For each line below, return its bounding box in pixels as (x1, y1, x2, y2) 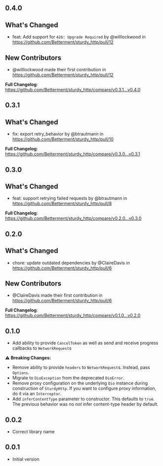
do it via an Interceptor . (12, 391, 62, 397)
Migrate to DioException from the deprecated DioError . (12, 375, 124, 381)
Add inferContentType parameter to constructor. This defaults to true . (12, 396, 155, 402)
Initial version (12, 456, 40, 462)
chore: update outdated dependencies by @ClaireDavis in (12, 260, 130, 266)
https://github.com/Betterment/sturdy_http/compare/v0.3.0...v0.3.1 (5, 151, 140, 157)
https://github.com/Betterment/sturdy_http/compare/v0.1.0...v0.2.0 (5, 313, 141, 319)
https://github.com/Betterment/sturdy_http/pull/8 (12, 200, 112, 207)
